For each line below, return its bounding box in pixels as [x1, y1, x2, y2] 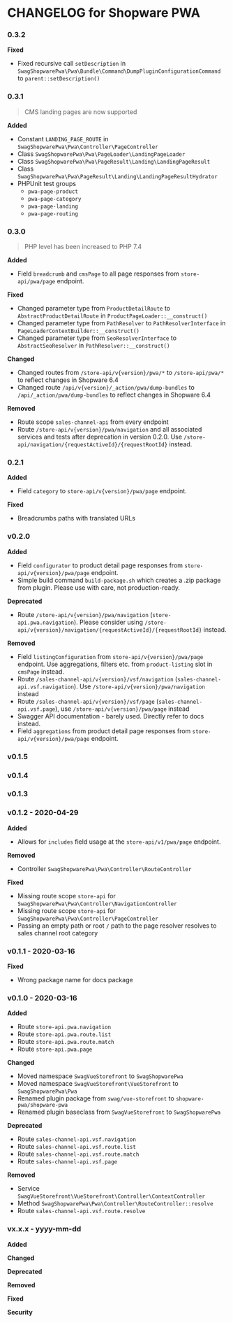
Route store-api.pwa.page [17, 1045, 93, 1054]
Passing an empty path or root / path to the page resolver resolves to [17, 921, 217, 930]
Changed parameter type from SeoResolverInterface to [17, 334, 176, 342]
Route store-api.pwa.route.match [17, 1038, 114, 1046]
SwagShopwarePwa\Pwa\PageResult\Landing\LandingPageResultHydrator [17, 173, 218, 180]
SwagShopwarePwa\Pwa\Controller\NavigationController [17, 900, 177, 907]
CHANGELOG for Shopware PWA [7, 5, 201, 21]
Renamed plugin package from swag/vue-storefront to [17, 1094, 174, 1103]
